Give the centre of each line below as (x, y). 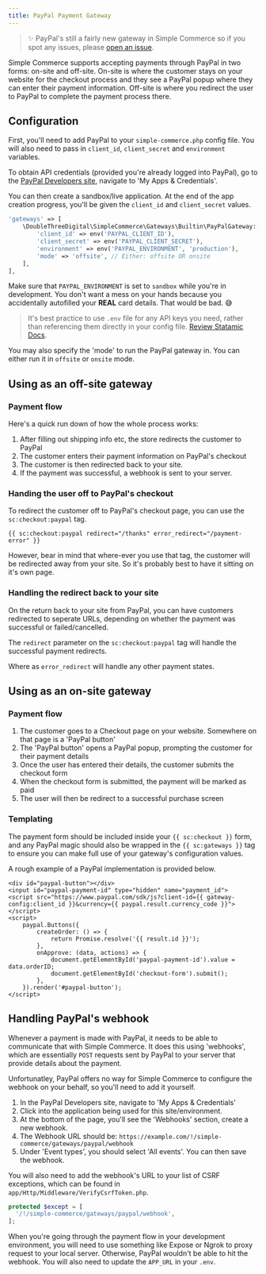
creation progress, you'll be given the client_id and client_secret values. (130, 205)
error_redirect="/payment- (198, 534)
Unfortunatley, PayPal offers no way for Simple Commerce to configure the (130, 1078)
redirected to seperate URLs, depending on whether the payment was (122, 618)
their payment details (54, 756)
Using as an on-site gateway (80, 691)
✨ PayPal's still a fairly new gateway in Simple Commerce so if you (136, 38)
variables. (24, 157)
